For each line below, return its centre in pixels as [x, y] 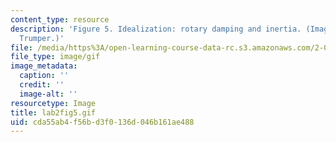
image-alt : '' [48, 94]
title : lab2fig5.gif [53, 112]
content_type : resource [60, 19]
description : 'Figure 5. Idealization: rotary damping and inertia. [156, 29]
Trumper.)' [42, 38]
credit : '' [42, 85]
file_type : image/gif [55, 57]
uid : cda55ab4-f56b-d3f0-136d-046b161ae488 [102, 122]
